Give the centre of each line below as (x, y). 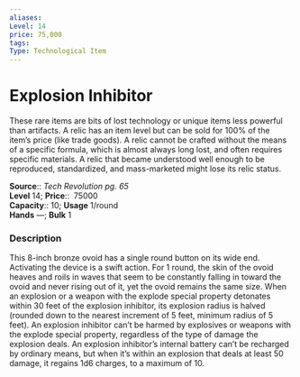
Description (36, 238)
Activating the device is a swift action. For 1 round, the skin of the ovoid (141, 268)
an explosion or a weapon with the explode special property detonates (140, 296)
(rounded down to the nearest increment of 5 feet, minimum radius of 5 (141, 316)
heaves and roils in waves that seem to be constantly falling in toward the (145, 277)
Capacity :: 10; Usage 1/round (64, 206)
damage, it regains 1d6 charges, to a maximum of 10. (107, 363)
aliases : (26, 18)
